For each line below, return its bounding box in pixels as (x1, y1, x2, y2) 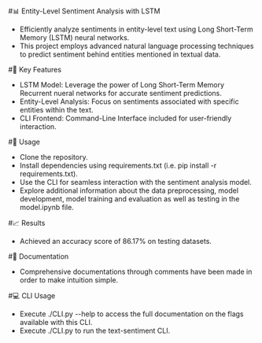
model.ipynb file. (19, 203, 75, 212)
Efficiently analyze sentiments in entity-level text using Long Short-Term (19, 24, 253, 34)
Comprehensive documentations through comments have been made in (19, 267, 253, 276)
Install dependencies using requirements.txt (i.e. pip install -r (19, 160, 217, 170)
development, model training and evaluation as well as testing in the (19, 194, 240, 203)
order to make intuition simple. (19, 275, 119, 285)
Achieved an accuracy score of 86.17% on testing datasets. (19, 237, 212, 245)
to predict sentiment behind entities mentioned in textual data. (19, 50, 221, 59)
